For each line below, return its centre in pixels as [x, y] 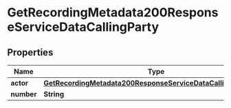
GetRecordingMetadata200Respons [113, 13]
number [24, 94]
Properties [30, 52]
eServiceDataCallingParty [83, 27]
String [54, 94]
